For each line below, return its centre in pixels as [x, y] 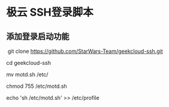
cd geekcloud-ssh [28, 63]
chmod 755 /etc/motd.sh [37, 86]
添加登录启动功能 [38, 36]
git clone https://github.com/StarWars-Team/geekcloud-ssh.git [85, 51]
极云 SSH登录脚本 [50, 12]
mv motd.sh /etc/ [27, 75]
